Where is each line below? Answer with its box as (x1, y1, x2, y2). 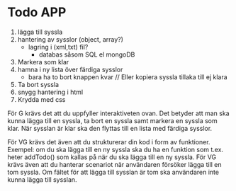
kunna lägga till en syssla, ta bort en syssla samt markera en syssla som (7, 116, 218, 125)
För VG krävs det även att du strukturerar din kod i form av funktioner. (7, 137, 210, 146)
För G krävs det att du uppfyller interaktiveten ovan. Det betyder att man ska (7, 109, 230, 117)
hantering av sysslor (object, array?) (17, 35, 124, 43)
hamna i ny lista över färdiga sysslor (17, 65, 123, 74)
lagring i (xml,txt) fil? (28, 42, 89, 51)
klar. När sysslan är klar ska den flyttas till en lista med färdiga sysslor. (7, 124, 213, 132)
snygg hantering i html (17, 88, 84, 96)
